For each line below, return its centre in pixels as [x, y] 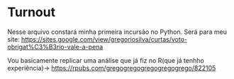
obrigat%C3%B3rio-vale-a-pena [55, 47]
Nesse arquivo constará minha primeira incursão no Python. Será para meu [117, 32]
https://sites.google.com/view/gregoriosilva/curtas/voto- [104, 39]
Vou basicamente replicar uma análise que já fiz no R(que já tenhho [106, 60]
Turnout [31, 12]
